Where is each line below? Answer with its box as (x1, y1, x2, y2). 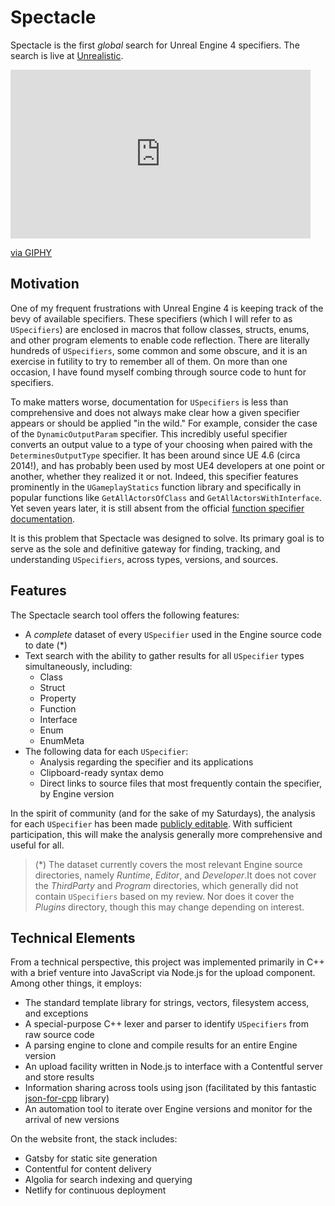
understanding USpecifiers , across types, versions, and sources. (10, 553, 279, 565)
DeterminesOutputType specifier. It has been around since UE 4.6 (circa (10, 449, 301, 461)
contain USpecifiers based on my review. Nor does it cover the (34, 890, 295, 902)
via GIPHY (10, 246, 53, 258)
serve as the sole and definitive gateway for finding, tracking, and (10, 542, 281, 555)
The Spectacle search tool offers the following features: (10, 609, 240, 621)
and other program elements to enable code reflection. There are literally (10, 334, 310, 346)
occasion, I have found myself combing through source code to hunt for (10, 366, 307, 378)
